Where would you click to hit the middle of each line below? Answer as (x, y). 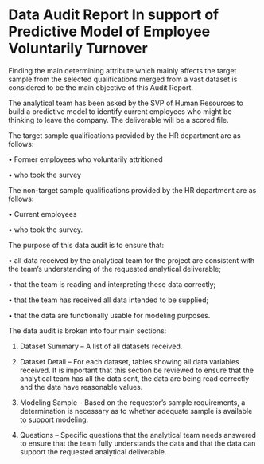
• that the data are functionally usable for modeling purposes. (109, 315)
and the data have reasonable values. (81, 387)
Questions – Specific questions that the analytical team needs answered (138, 435)
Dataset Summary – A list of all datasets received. (101, 346)
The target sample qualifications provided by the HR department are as (124, 135)
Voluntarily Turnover (78, 49)
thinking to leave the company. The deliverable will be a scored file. (118, 120)
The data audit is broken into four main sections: (87, 330)
